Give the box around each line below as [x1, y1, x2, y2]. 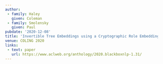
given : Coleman [11, 16, 42, 21]
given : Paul [11, 25, 36, 30]
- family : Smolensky [7, 20, 49, 26]
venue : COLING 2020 [5, 38, 45, 43]
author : [5, 7, 21, 12]
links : [5, 43, 18, 48]
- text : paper [7, 47, 36, 52]
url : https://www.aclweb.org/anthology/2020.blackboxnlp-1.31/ [11, 51, 142, 57]
